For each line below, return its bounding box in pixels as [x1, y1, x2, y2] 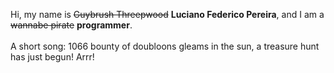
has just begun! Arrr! [10, 51, 95, 63]
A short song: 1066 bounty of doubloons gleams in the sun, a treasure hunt [10, 40, 320, 52]
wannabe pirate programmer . [10, 19, 133, 31]
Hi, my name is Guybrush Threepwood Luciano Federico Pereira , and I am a [10, 9, 325, 20]
